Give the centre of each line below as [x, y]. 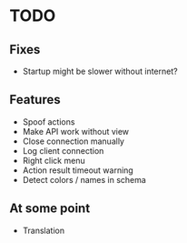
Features [35, 100]
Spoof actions [49, 121]
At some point [50, 209]
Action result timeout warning [78, 170]
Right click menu [54, 160]
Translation [44, 230]
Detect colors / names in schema [84, 179]
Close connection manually [74, 141]
